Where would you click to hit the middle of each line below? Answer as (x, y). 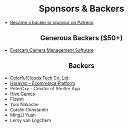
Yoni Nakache (24, 104)
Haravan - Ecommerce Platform (42, 83)
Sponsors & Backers (81, 9)
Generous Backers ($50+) (81, 38)
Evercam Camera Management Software (52, 50)
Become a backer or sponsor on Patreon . (52, 22)
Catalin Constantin (29, 110)
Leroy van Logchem (30, 120)
